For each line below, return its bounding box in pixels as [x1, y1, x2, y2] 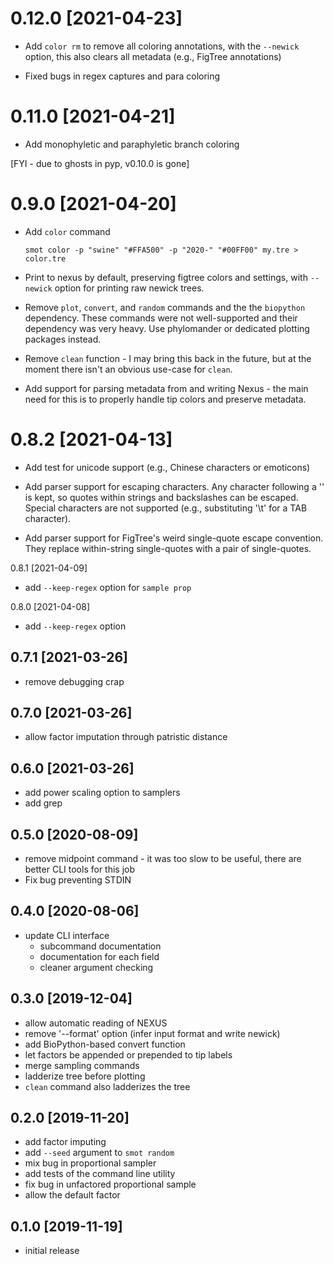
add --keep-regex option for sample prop [24, 581, 192, 593]
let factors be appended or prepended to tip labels [24, 1048, 233, 1061]
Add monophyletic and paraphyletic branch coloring [24, 138, 240, 150]
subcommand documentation [39, 940, 162, 952]
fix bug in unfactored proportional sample [24, 1178, 197, 1191]
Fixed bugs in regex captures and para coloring [24, 70, 221, 82]
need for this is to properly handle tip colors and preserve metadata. [24, 393, 307, 405]
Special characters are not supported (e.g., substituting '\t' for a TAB [24, 502, 308, 514]
